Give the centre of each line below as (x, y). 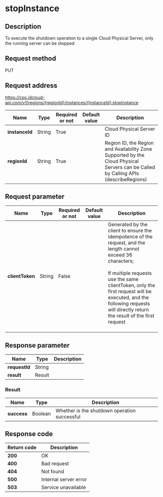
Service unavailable (64, 487)
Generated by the (128, 224)
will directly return (129, 310)
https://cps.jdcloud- (25, 97)
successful (68, 417)
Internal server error (64, 479)
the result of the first (131, 316)
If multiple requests (130, 273)
